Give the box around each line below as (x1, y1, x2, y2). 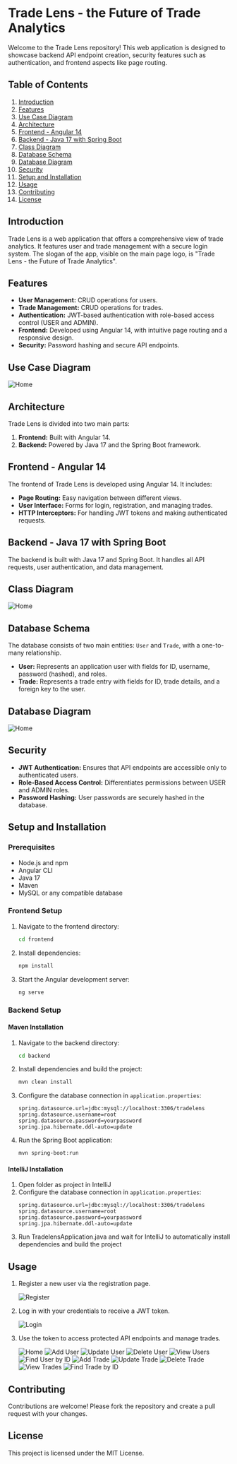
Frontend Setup (8, 906, 63, 916)
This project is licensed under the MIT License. (8, 1448, 145, 1457)
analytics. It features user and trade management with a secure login (8, 242, 208, 250)
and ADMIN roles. (18, 785, 70, 794)
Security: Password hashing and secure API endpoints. (18, 341, 180, 350)
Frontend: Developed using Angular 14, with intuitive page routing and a (18, 326, 228, 335)
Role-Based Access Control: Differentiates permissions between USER (18, 778, 226, 787)
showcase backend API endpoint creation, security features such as (8, 51, 207, 59)
